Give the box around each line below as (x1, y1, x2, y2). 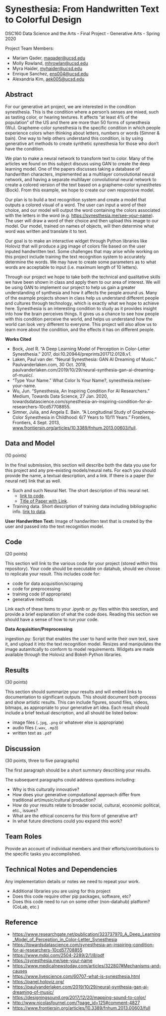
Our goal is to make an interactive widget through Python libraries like (5, 238, 148, 244)
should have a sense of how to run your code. (5, 617, 99, 623)
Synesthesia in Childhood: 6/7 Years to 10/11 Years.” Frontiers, (24, 414, 151, 420)
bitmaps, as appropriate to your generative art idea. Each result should (5, 704, 149, 710)
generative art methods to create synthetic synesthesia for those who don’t (5, 140, 159, 146)
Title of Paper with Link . (19, 498, 68, 504)
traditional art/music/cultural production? (12, 797, 96, 803)
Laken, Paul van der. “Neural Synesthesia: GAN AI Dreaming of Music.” (12, 356, 157, 362)
